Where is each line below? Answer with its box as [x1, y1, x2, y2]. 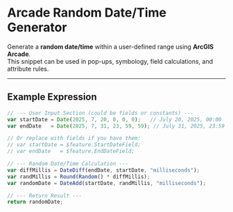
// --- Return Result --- [7, 192, 82, 199]
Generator [7, 19, 67, 35]
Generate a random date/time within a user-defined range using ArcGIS [7, 42, 214, 51]
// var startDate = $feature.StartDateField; [7, 141, 141, 148]
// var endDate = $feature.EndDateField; [7, 148, 135, 155]
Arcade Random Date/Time [7, 5, 167, 21]
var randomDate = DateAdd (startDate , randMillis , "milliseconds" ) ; [7, 179, 207, 186]
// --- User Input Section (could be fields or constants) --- [7, 109, 194, 116]
